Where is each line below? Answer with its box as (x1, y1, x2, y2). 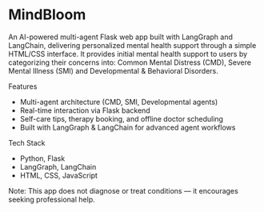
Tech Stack (8, 138, 46, 147)
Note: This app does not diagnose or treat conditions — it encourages (8, 186, 238, 195)
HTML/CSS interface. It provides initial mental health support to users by (8, 49, 248, 58)
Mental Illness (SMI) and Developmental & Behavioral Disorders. (8, 66, 218, 75)
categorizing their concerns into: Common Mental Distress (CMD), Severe (8, 58, 252, 67)
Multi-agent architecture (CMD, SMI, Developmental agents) (19, 97, 218, 106)
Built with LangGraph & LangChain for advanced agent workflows (19, 122, 236, 132)
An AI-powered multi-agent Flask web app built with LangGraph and (8, 32, 234, 42)
